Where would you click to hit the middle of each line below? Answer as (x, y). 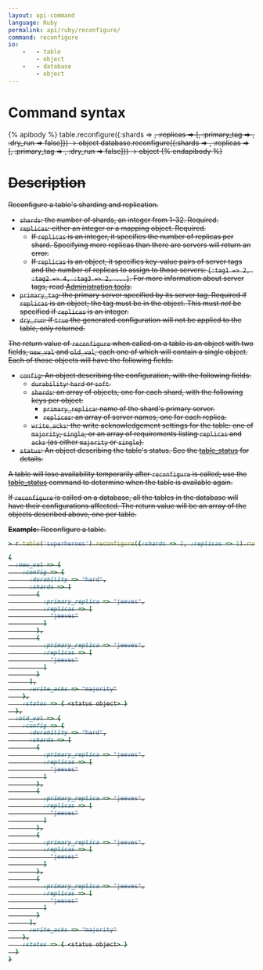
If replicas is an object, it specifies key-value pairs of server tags (137, 261)
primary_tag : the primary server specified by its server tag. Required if (133, 294)
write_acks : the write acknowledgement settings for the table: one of (142, 425)
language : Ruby (33, 23)
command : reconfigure (43, 37)
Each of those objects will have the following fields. (91, 360)
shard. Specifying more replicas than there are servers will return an (141, 245)
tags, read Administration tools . (82, 286)
